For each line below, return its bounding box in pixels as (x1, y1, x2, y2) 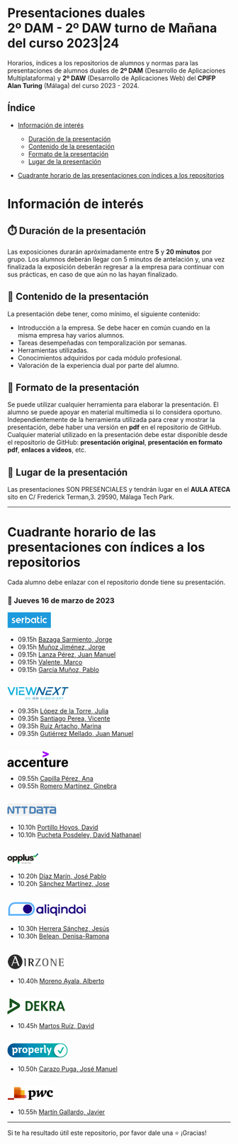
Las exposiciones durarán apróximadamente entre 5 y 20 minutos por (7, 247, 212, 256)
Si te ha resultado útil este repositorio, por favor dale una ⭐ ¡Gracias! (7, 1128, 207, 1138)
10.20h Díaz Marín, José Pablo (17, 872, 107, 880)
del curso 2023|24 (7, 36, 120, 51)
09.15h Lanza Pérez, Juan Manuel (17, 650, 116, 659)
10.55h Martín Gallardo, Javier (17, 1108, 106, 1116)
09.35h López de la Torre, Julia (17, 707, 109, 716)
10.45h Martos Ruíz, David (17, 1022, 94, 1030)
